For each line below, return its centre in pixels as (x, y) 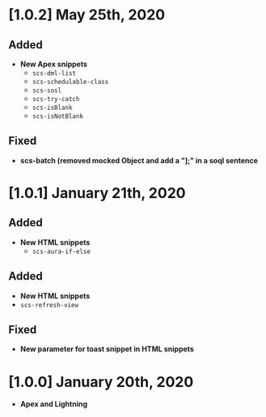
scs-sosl (47, 91)
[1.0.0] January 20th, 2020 (101, 382)
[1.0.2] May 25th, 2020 (87, 15)
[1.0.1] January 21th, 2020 (97, 193)
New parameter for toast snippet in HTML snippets (107, 349)
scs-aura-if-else (61, 251)
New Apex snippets (53, 64)
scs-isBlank (52, 107)
